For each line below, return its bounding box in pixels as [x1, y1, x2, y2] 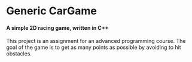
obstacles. [6, 50, 32, 57]
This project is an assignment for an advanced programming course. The [6, 38, 186, 45]
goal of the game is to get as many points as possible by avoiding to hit [6, 44, 181, 51]
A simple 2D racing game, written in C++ [6, 24, 109, 31]
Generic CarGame [6, 4, 97, 18]
